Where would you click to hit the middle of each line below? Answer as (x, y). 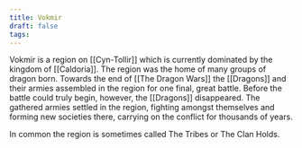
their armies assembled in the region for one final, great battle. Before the (146, 88)
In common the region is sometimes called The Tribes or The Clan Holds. (145, 135)
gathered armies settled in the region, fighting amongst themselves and (142, 108)
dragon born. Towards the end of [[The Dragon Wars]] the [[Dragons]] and (148, 79)
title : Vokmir (36, 17)
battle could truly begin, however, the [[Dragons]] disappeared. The (135, 98)
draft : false (34, 26)
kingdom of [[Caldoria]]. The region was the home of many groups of (138, 69)
